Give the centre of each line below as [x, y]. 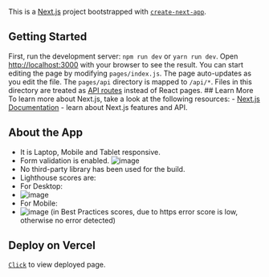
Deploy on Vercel [52, 245]
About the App [45, 133]
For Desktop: [41, 186]
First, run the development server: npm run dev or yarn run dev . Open [123, 56]
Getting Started [48, 37]
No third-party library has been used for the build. [102, 169]
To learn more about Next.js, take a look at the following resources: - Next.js [134, 99]
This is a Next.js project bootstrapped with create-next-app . [108, 12]
